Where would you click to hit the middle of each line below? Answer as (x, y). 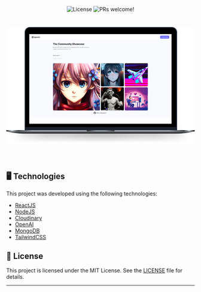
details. (15, 277)
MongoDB (27, 231)
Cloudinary (28, 218)
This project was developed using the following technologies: (82, 194)
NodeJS (25, 212)
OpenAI (24, 224)
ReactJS (25, 205)
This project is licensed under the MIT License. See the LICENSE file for (95, 270)
